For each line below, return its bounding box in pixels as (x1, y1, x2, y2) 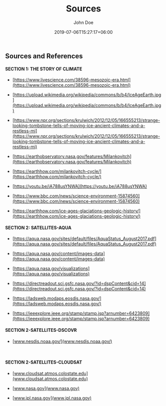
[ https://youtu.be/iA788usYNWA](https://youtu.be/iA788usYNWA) (12, 183, 148, 189)
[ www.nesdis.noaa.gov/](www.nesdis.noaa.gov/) (12, 338, 113, 344)
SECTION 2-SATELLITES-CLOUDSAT (5, 359, 83, 365)
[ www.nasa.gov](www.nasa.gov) (12, 385, 80, 391)
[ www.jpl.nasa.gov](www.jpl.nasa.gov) (12, 395, 92, 401)
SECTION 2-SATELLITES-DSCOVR (5, 327, 77, 333)
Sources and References (5, 52, 83, 60)
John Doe (74, 19, 93, 25)
